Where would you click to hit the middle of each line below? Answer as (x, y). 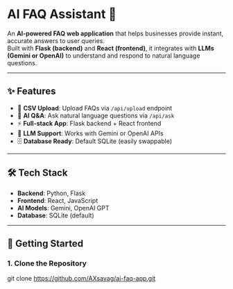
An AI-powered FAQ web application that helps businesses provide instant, (115, 33)
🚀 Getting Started (45, 243)
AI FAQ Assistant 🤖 (62, 14)
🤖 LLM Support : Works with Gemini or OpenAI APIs (90, 133)
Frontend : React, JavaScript (58, 200)
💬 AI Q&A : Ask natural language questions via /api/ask (96, 115)
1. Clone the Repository (47, 263)
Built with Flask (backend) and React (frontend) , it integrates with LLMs (111, 48)
